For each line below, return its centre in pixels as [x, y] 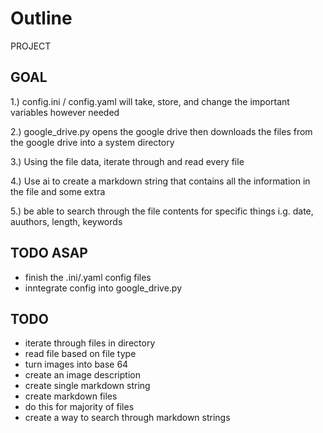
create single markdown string [87, 386]
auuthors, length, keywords [66, 221]
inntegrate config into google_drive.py [103, 288]
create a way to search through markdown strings [127, 418]
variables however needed [65, 112]
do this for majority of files [79, 407]
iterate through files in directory [90, 343]
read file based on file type [80, 354]
